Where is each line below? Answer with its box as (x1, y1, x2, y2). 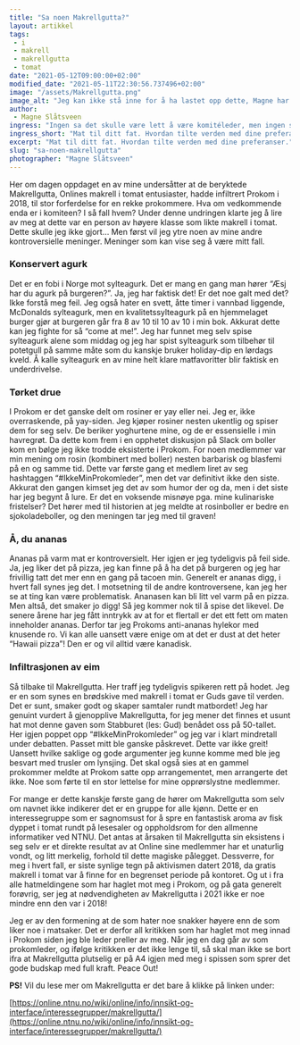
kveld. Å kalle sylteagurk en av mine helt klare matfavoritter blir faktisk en (9, 354, 279, 364)
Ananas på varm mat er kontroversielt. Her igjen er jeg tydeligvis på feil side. (9, 553, 290, 564)
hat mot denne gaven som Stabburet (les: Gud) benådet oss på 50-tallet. (9, 719, 277, 730)
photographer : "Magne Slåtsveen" (9, 154, 134, 163)
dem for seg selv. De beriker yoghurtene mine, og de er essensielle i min (9, 425, 277, 436)
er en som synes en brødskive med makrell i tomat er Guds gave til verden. (9, 690, 285, 701)
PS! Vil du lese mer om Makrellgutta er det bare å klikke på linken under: (9, 980, 275, 991)
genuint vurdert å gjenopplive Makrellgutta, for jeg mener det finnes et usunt (9, 709, 291, 720)
